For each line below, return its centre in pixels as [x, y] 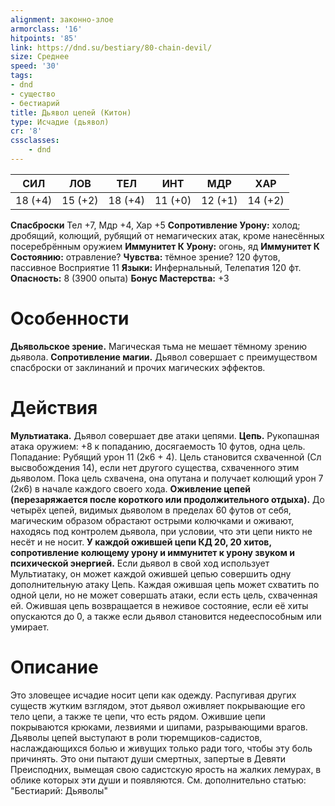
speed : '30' [35, 66]
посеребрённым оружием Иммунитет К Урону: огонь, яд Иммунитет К [165, 246]
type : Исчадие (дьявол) [60, 122]
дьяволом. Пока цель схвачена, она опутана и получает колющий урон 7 [167, 478]
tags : [21, 76]
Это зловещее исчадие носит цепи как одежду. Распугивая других [153, 695]
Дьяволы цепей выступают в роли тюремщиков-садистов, [136, 737]
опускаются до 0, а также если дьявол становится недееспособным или [166, 616]
